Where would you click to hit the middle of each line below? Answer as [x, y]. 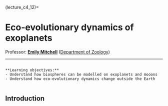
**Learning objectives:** [32, 70]
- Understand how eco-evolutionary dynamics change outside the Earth [80, 79]
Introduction [25, 99]
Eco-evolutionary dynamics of [69, 27]
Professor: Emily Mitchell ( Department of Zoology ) [57, 51]
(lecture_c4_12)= [22, 7]
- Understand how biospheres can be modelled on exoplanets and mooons [81, 74]
